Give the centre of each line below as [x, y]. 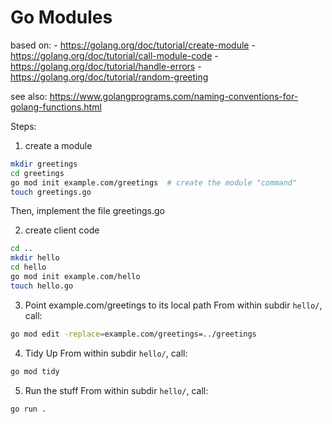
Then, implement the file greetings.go [87, 211]
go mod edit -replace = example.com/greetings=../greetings [133, 334]
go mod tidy [35, 371]
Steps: [23, 126]
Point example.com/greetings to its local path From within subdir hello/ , [173, 305]
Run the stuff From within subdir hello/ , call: [116, 390]
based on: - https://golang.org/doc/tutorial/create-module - [133, 45]
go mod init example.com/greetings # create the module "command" [154, 182]
